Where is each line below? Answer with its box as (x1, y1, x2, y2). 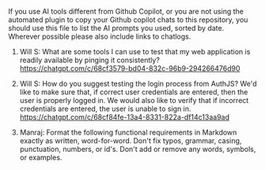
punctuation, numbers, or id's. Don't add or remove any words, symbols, (19, 145, 256, 153)
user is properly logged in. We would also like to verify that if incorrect (19, 96, 249, 105)
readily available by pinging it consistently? (19, 55, 161, 65)
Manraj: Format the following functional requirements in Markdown (19, 128, 237, 137)
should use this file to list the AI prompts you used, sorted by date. (8, 24, 225, 32)
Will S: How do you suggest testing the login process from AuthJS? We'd (19, 79, 257, 88)
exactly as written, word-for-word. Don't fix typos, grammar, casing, (19, 136, 242, 145)
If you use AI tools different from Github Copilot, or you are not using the (8, 7, 244, 16)
